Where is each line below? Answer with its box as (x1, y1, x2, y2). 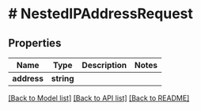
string (51, 73, 74, 84)
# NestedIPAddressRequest (8, 5, 194, 23)
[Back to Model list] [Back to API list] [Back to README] (8, 93, 190, 103)
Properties (8, 36, 62, 50)
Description (82, 60, 127, 70)
